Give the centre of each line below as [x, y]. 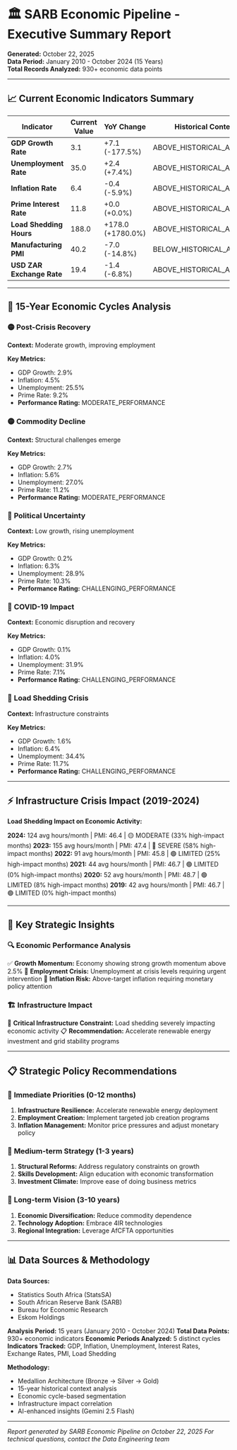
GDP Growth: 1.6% [44, 741]
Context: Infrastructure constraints [58, 714]
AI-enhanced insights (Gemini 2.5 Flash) [76, 1411]
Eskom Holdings [41, 1317]
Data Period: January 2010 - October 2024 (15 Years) [85, 61]
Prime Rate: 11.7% [43, 763]
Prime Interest [35, 204]
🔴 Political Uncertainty [47, 515]
